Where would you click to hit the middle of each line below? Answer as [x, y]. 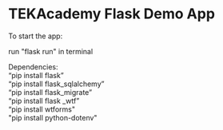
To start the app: [36, 36]
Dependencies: [33, 67]
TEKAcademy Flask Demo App [112, 14]
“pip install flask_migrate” [50, 92]
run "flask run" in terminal [51, 51]
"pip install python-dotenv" [53, 117]
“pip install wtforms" [42, 109]
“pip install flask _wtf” [44, 100]
